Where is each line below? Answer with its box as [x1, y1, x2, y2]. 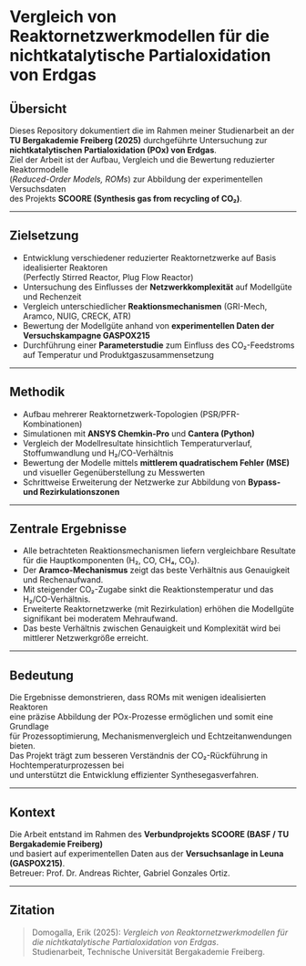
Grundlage [9, 721, 49, 732]
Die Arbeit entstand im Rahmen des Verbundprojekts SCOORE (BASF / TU [9, 829, 290, 840]
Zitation [9, 902, 55, 919]
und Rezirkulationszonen [22, 486, 120, 497]
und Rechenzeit [22, 290, 82, 302]
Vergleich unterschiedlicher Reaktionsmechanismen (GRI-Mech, [22, 300, 268, 311]
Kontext [9, 804, 56, 820]
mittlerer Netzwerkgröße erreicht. [22, 633, 148, 644]
